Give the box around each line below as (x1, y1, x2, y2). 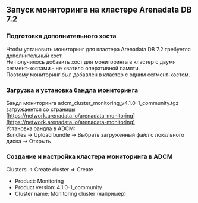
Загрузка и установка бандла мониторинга (6, 86, 139, 94)
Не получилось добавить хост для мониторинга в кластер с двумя (6, 58, 177, 65)
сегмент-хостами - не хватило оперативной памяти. (6, 64, 140, 72)
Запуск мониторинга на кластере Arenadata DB (6, 5, 192, 15)
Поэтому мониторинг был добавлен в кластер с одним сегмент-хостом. (6, 71, 190, 78)
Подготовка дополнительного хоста (6, 32, 117, 41)
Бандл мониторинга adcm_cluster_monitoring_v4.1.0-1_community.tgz (6, 99, 179, 106)
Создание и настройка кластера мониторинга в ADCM (6, 152, 173, 161)
